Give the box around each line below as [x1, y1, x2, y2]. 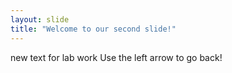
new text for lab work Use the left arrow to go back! [10, 51, 223, 63]
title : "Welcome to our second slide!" [10, 24, 177, 34]
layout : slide [10, 14, 70, 25]
